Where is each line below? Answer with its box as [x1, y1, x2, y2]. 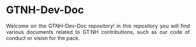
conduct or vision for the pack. [6, 34, 80, 41]
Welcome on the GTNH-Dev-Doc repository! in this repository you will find [6, 22, 190, 29]
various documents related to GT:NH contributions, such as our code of [6, 28, 190, 35]
